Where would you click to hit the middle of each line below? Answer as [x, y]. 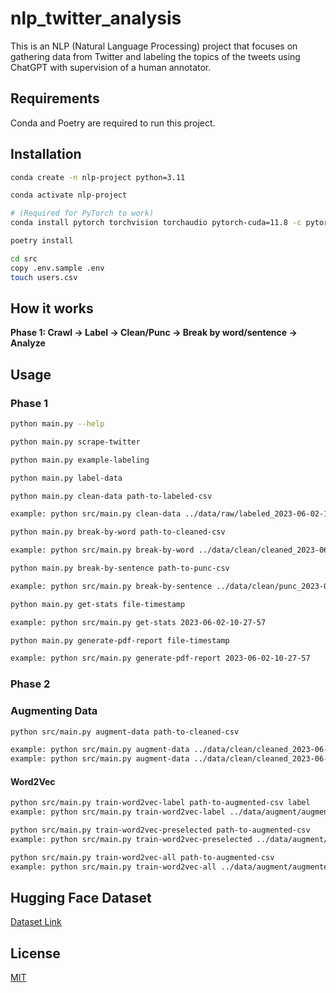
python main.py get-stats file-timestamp [98, 604]
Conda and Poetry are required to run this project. [113, 123]
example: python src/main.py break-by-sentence [111, 586]
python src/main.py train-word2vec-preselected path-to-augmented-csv [160, 830]
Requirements [55, 98]
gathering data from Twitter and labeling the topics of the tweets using [155, 56]
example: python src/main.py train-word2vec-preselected [131, 839]
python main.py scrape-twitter [75, 442]
